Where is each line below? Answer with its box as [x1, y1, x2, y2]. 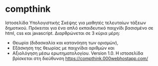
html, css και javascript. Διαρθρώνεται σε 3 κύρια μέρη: [5, 30, 120, 36]
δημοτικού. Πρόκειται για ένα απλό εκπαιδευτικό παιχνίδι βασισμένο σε [5, 25, 154, 31]
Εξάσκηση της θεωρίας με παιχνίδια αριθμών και [12, 45, 115, 51]
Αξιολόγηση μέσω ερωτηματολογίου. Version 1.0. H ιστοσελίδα [12, 50, 144, 56]
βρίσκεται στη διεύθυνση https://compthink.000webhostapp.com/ [12, 55, 148, 61]
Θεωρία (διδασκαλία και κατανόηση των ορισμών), [12, 39, 118, 45]
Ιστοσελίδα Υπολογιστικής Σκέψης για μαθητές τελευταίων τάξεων [5, 20, 147, 26]
